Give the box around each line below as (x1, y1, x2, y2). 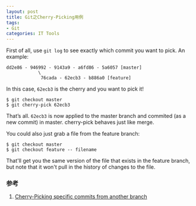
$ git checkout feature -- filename (6, 147, 97, 153)
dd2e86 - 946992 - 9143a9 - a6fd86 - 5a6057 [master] (6, 65, 143, 71)
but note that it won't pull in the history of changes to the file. (6, 163, 156, 170)
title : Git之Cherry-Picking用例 (6, 14, 84, 20)
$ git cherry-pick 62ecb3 (6, 102, 70, 108)
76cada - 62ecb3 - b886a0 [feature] (40, 75, 132, 81)
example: (6, 53, 29, 60)
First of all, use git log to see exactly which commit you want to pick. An (6, 47, 185, 54)
